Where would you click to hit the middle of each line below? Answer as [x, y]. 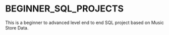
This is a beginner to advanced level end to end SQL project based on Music [84, 22]
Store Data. [17, 27]
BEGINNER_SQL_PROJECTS [65, 9]
